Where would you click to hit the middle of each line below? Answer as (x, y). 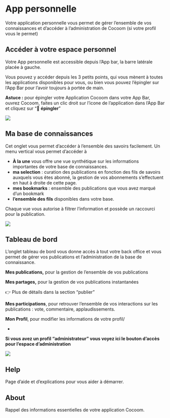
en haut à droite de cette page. (45, 182)
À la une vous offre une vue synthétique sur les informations (76, 161)
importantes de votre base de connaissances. (60, 166)
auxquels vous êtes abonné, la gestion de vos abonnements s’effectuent (88, 177)
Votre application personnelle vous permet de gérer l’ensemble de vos (78, 23)
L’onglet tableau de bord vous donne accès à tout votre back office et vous (83, 252)
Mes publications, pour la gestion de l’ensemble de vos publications (77, 272)
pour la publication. (25, 214)
